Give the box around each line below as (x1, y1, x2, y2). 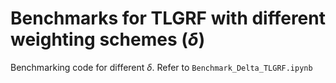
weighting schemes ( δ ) (10, 28, 206, 51)
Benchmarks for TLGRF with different (10, 7, 326, 30)
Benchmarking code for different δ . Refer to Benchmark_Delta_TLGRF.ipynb (10, 61, 313, 73)
